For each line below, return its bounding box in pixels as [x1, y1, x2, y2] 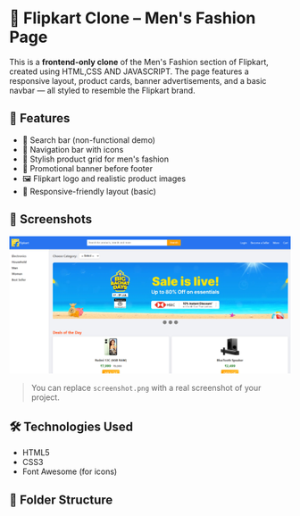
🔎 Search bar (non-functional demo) [21, 134, 156, 146]
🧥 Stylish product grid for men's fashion [21, 154, 170, 164]
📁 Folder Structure [9, 492, 113, 507]
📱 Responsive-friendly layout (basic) [21, 186, 156, 196]
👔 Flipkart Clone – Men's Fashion [9, 8, 256, 29]
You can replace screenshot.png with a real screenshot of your [30, 383, 262, 394]
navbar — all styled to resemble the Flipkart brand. [9, 85, 196, 96]
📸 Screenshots [9, 212, 93, 227]
